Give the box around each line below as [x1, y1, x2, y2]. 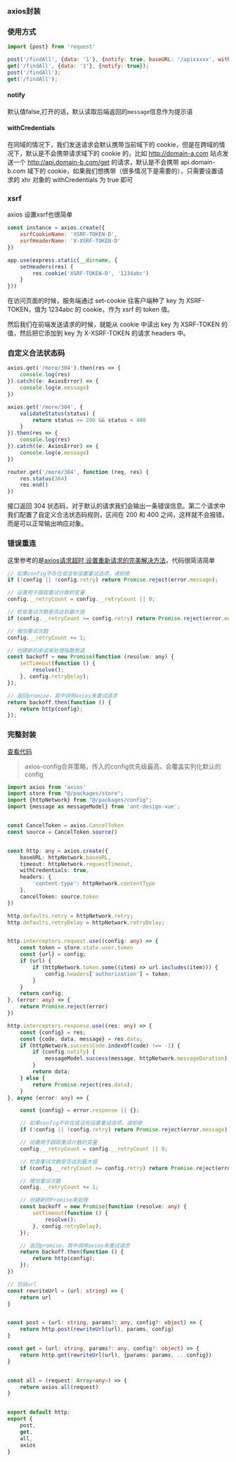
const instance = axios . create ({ [7, 224, 105, 231]
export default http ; [7, 1409, 71, 1416]
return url [20, 1294, 52, 1301]
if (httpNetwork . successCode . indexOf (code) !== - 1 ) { [20, 1042, 181, 1049]
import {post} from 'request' [7, 44, 96, 51]
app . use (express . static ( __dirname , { [7, 257, 118, 264]
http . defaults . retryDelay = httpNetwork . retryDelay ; [7, 919, 165, 926]
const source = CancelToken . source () [7, 828, 118, 835]
